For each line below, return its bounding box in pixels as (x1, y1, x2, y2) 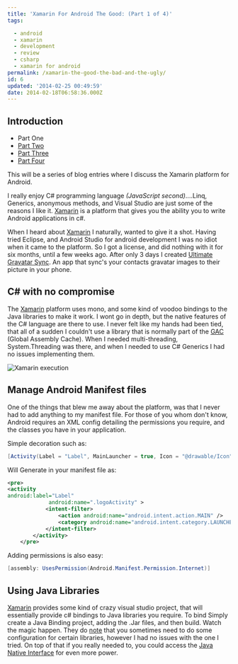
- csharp (13, 56, 40, 64)
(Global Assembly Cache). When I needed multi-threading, (7, 334, 178, 343)
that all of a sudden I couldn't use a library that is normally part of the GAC (7, 327, 225, 336)
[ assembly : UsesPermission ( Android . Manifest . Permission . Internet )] (7, 565, 211, 572)
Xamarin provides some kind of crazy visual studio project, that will (7, 603, 203, 612)
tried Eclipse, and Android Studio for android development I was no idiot (7, 235, 217, 244)
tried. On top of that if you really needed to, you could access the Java (7, 641, 214, 649)
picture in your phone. (7, 265, 72, 274)
